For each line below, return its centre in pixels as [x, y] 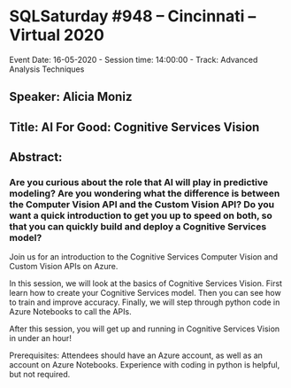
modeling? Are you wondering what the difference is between [145, 194]
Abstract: [36, 157]
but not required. [40, 375]
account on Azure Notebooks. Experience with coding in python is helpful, [145, 365]
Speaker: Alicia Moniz [71, 97]
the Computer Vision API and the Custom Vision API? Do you [142, 205]
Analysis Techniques [47, 69]
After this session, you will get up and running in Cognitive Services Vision [145, 329]
